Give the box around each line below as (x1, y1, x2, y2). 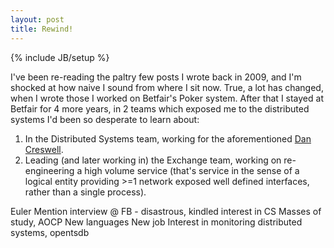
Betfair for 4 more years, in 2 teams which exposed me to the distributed (10, 102, 310, 115)
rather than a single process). (24, 186, 147, 198)
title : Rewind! (10, 24, 74, 34)
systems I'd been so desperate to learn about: (10, 113, 200, 125)
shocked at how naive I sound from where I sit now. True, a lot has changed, (10, 81, 324, 93)
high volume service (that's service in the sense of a (84, 164, 300, 176)
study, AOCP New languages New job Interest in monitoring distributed (10, 216, 303, 228)
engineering (24, 164, 75, 176)
